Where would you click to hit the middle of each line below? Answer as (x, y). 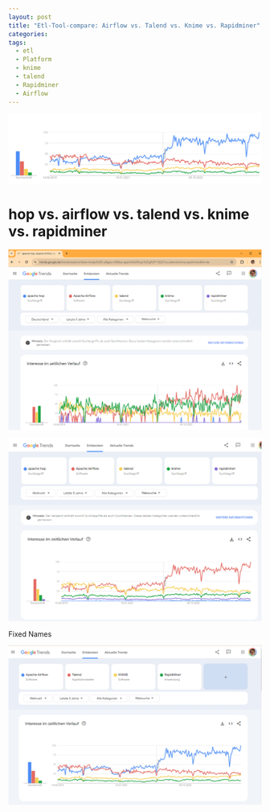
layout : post (30, 17)
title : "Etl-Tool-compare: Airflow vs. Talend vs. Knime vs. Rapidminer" (135, 25)
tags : (17, 43)
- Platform (34, 60)
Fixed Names (30, 634)
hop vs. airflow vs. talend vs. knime (129, 214)
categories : (28, 34)
